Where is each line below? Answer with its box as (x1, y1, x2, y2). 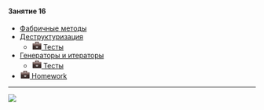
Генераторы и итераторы (19, 51, 104, 60)
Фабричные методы (19, 24, 87, 33)
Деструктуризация (19, 32, 84, 42)
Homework (31, 71, 68, 81)
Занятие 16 (8, 6, 46, 16)
